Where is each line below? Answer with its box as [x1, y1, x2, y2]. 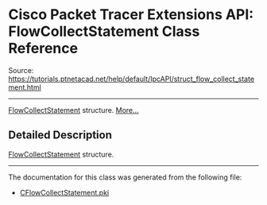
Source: [8, 65, 34, 75]
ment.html [8, 82, 41, 92]
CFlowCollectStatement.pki [19, 188, 110, 197]
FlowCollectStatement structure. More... [8, 105, 139, 114]
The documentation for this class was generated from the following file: [8, 172, 242, 182]
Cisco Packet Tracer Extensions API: [8, 6, 254, 24]
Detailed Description [8, 129, 113, 142]
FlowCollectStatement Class [8, 22, 200, 41]
